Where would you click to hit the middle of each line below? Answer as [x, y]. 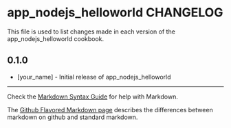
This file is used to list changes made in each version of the [91, 31]
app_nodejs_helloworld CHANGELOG [115, 13]
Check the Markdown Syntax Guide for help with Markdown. [93, 97]
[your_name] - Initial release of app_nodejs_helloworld [94, 77]
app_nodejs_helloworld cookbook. [56, 38]
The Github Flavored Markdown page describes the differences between [110, 110]
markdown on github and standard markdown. [73, 117]
